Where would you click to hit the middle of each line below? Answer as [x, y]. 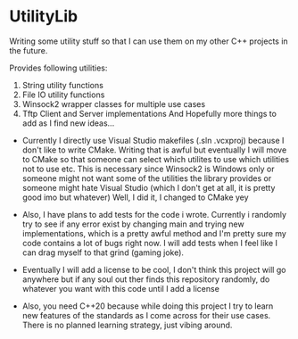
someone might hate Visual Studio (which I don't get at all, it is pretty [149, 187]
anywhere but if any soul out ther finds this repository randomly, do [146, 279]
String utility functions [63, 85]
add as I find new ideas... [68, 123]
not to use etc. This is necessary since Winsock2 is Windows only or [148, 169]
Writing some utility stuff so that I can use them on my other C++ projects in [149, 41]
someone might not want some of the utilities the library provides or [147, 178]
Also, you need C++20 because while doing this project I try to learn [148, 306]
